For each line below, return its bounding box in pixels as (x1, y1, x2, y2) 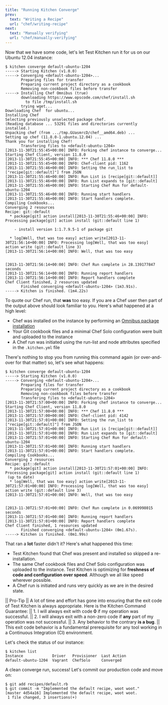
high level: (5, 308, 26, 314)
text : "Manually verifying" (9, 31, 68, 36)
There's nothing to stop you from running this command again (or (5, 354, 140, 360)
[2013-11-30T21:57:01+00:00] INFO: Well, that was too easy (5, 492, 133, 497)
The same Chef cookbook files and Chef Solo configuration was (12, 561, 145, 567)
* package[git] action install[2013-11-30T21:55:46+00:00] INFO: (9, 214, 149, 219)
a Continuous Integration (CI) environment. (5, 629, 93, 636)
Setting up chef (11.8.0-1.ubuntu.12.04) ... (5, 134, 101, 140)
